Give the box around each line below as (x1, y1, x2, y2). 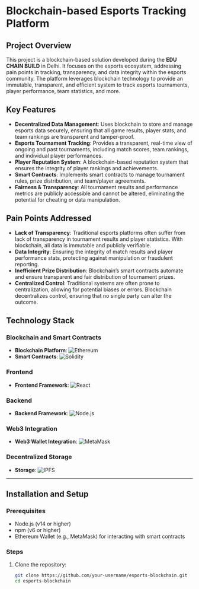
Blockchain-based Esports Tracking (6, 4, 187, 18)
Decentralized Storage (6, 453, 72, 461)
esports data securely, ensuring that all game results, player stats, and (14, 126, 187, 134)
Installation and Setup (6, 489, 89, 499)
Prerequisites (6, 507, 46, 515)
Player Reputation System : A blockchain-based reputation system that (14, 158, 188, 165)
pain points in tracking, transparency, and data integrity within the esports (6, 69, 187, 75)
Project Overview (6, 40, 72, 50)
